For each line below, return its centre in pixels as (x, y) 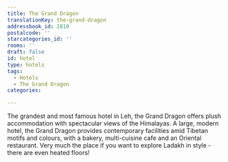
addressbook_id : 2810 (38, 26)
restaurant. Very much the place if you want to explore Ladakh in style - (109, 145)
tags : (15, 71)
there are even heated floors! (48, 153)
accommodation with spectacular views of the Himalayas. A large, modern (113, 123)
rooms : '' (21, 45)
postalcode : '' (29, 33)
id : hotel (21, 59)
